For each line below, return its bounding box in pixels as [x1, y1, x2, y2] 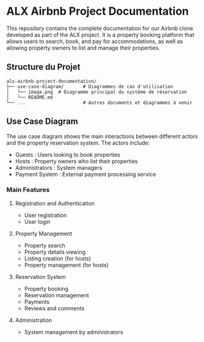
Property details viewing [24, 248, 86, 256]
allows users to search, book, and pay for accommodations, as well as [6, 37, 183, 45]
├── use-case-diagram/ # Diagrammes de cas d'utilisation [6, 83, 173, 89]
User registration [24, 211, 67, 219]
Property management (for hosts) [24, 261, 109, 268]
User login [24, 218, 51, 225]
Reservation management [24, 291, 90, 298]
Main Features [6, 186, 50, 194]
